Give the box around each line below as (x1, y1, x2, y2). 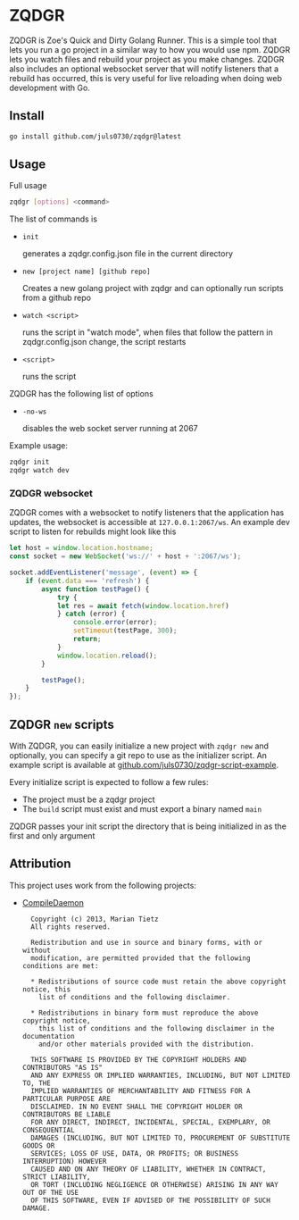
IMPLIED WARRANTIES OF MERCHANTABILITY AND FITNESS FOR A (30, 1086, 251, 1095)
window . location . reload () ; (56, 651, 158, 660)
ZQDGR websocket (9, 487, 94, 499)
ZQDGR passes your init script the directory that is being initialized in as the (9, 821, 287, 831)
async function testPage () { (41, 584, 150, 594)
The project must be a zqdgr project (21, 794, 155, 805)
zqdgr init (9, 457, 50, 467)
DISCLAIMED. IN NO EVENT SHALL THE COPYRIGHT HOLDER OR (30, 1102, 243, 1111)
